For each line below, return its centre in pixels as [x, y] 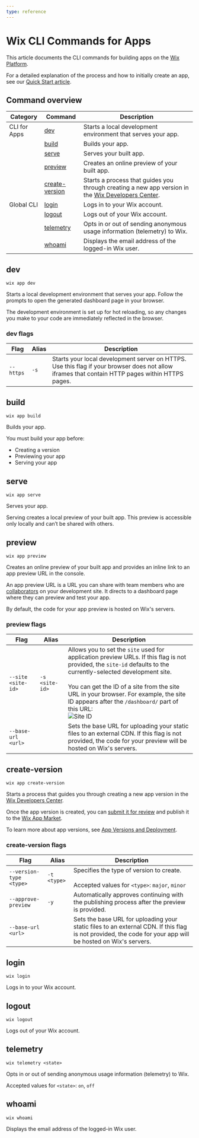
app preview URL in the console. [46, 573]
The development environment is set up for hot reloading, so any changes [96, 312]
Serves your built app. [114, 154]
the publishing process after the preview [129, 902]
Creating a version [37, 450]
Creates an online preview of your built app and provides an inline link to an [98, 567]
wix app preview [26, 556]
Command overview [44, 100]
